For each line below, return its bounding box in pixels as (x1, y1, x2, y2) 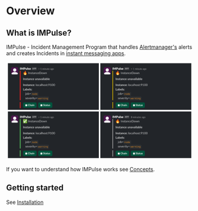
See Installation (6, 199, 44, 206)
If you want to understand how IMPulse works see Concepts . (6, 166, 155, 173)
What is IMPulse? (6, 28, 72, 38)
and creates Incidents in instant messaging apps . (6, 50, 126, 57)
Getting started (6, 183, 64, 193)
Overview (6, 4, 55, 18)
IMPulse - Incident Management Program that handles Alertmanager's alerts (6, 43, 193, 50)
